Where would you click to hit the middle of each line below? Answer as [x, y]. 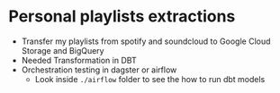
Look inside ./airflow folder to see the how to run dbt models [150, 79]
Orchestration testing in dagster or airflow [99, 70]
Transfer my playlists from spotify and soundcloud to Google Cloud [146, 41]
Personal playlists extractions [122, 17]
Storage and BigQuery [63, 50]
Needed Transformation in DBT [79, 60]
